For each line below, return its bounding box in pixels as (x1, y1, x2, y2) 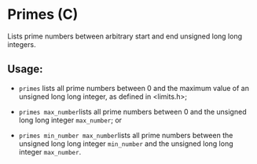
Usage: (7, 63, 44, 76)
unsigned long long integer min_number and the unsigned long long (18, 139, 233, 148)
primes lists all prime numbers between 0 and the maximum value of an (18, 83, 249, 93)
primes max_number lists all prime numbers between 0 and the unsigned (18, 107, 247, 116)
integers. (7, 39, 36, 49)
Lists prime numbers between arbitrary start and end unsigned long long (7, 31, 243, 41)
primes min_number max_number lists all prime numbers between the (18, 130, 233, 140)
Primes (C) (7, 5, 79, 24)
